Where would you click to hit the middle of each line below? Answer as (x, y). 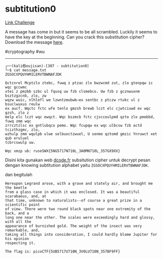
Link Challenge (20, 22)
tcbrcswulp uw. (20, 142)
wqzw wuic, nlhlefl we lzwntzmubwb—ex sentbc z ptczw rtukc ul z (72, 100)
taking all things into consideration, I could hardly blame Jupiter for (81, 234)
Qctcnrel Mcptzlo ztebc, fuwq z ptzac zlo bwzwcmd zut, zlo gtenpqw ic (79, 83)
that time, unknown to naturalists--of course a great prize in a (73, 200)
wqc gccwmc (16, 87)
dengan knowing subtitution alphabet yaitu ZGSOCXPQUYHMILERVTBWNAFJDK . (77, 165)
